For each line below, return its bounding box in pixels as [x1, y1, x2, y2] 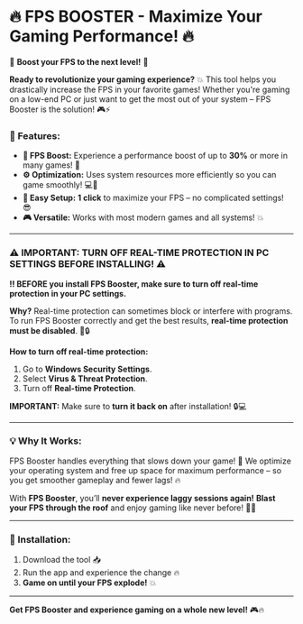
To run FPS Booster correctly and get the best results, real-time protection [9, 315, 289, 326]
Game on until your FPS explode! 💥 [22, 577, 157, 588]
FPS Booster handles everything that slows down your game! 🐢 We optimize [9, 455, 291, 466]
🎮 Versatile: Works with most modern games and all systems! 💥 [22, 212, 264, 223]
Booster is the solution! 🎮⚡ [9, 104, 111, 115]
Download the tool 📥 [22, 555, 101, 565]
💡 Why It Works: [9, 435, 82, 447]
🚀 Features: [9, 129, 60, 142]
